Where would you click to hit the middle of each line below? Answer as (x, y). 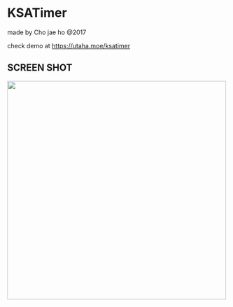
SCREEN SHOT (40, 68)
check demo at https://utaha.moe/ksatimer (69, 45)
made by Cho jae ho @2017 (47, 32)
